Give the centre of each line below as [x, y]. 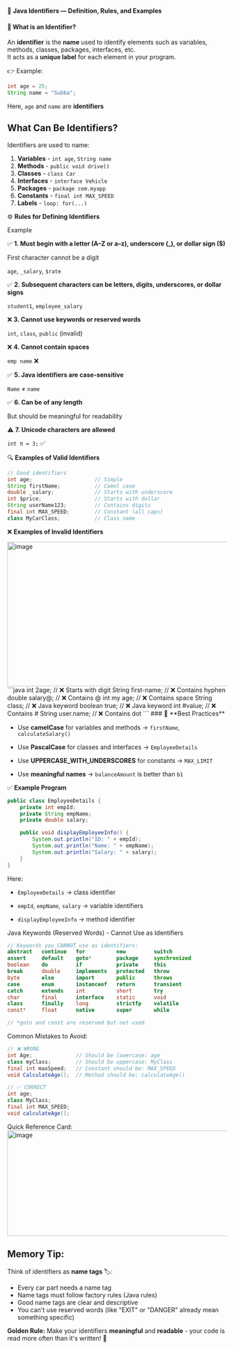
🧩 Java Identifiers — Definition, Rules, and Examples [85, 11]
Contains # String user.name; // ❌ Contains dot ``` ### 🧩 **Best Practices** [116, 713]
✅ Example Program [37, 787]
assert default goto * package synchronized [99, 958]
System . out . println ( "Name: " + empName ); [93, 846]
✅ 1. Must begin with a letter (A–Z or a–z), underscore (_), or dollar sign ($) [116, 243]
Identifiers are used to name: [48, 145]
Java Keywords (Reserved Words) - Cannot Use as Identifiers [95, 933]
